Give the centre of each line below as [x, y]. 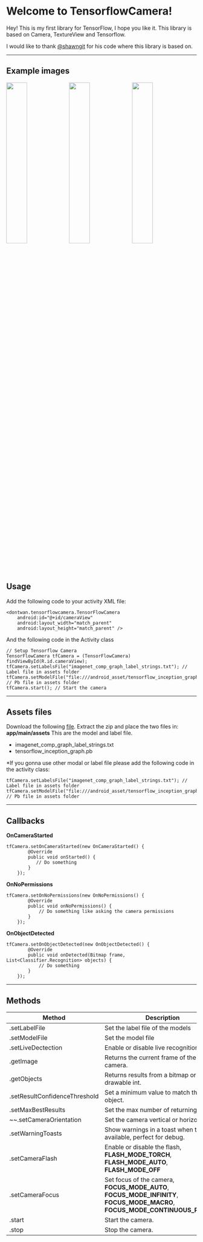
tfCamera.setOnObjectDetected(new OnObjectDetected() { [78, 945]
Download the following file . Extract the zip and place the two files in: [92, 727]
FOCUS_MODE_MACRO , [140, 1202]
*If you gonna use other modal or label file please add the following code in [100, 763]
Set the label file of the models [148, 1028]
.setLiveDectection [36, 1047]
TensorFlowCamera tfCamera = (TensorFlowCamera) [69, 656]
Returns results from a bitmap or [150, 1075]
